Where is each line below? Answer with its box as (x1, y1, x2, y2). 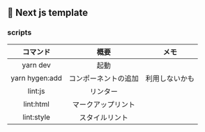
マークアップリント (72, 99, 136, 109)
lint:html (23, 99, 50, 108)
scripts (7, 28, 32, 38)
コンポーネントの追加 (68, 74, 139, 83)
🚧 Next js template (7, 7, 89, 19)
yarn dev (22, 60, 51, 69)
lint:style (22, 112, 51, 122)
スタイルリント (79, 113, 129, 122)
